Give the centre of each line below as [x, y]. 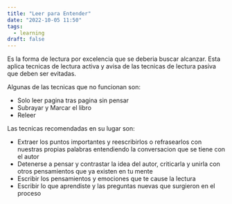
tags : [15, 26]
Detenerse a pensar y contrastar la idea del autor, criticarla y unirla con [118, 164]
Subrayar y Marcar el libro [54, 108]
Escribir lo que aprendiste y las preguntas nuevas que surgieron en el [116, 186]
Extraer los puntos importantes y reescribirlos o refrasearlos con [109, 142]
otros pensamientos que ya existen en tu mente [85, 171]
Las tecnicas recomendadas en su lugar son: [71, 129]
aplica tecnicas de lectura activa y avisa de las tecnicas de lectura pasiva [112, 66]
